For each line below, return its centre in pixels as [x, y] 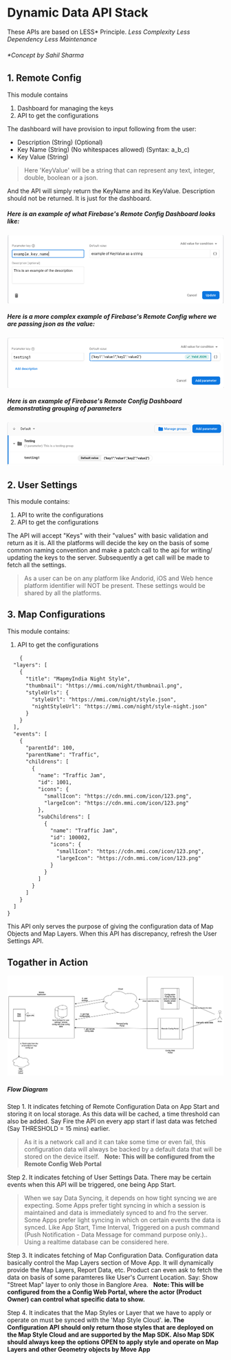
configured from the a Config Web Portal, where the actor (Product [104, 1292]
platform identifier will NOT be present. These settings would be [114, 585]
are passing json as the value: [51, 324]
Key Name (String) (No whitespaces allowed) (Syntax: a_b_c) [103, 149]
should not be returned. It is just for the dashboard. [79, 198]
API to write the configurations [60, 515]
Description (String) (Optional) [60, 142]
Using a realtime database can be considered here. [97, 1242]
